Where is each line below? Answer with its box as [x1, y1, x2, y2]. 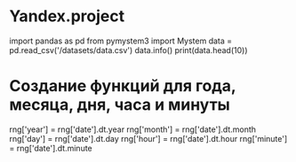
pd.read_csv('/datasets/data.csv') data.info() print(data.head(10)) [9, 44, 248, 55]
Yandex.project [9, 6, 125, 27]
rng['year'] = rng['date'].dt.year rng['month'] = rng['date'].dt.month [9, 124, 256, 135]
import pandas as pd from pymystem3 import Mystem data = [9, 35, 233, 46]
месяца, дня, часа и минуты [9, 95, 231, 115]
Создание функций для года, [9, 76, 236, 96]
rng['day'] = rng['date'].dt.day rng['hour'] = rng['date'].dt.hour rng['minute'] [9, 133, 288, 143]
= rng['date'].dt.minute [9, 143, 93, 153]
